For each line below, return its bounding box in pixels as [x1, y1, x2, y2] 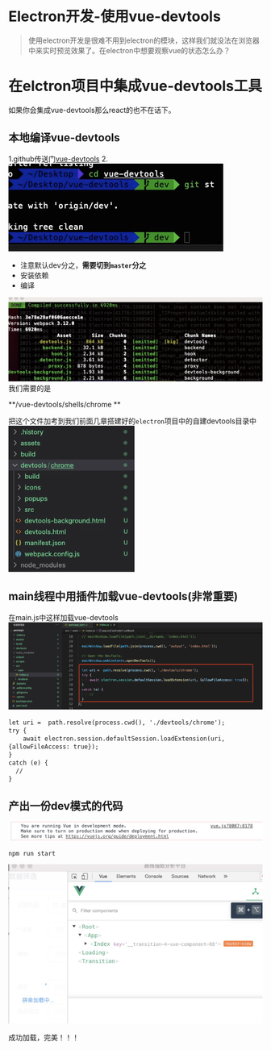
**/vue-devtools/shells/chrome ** [8, 399, 121, 409]
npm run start [8, 849, 56, 857]
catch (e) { [8, 759, 48, 767]
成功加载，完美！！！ [8, 1033, 79, 1042]
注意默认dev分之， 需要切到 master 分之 [19, 260, 147, 270]
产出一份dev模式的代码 [8, 799, 123, 813]
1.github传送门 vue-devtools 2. [8, 154, 109, 164]
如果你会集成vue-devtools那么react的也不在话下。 [8, 105, 176, 115]
